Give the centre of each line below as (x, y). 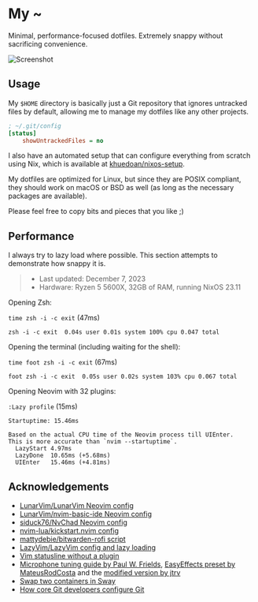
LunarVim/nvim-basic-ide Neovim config (85, 514)
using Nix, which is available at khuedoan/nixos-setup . (96, 164)
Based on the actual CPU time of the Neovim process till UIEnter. (121, 435)
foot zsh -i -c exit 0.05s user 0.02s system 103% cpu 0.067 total (123, 377)
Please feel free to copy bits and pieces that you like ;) (96, 211)
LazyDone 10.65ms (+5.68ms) (63, 456)
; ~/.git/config (35, 126)
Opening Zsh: (30, 303)
